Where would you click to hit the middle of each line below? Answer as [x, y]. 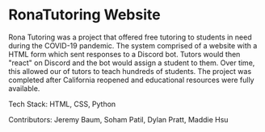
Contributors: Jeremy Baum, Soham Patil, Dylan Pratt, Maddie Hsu [118, 119]
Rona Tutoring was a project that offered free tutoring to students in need [130, 37]
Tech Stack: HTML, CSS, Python [62, 104]
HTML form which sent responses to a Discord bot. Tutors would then [124, 54]
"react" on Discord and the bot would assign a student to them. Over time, [132, 63]
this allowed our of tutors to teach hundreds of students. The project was [130, 71]
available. [24, 88]
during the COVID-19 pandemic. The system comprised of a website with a [133, 45]
